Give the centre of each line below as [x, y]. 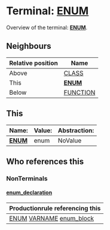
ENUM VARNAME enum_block [52, 219]
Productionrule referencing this [55, 209]
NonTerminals [27, 178]
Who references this [45, 161]
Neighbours [29, 46]
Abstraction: [76, 130]
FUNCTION [80, 92]
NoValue [70, 140]
